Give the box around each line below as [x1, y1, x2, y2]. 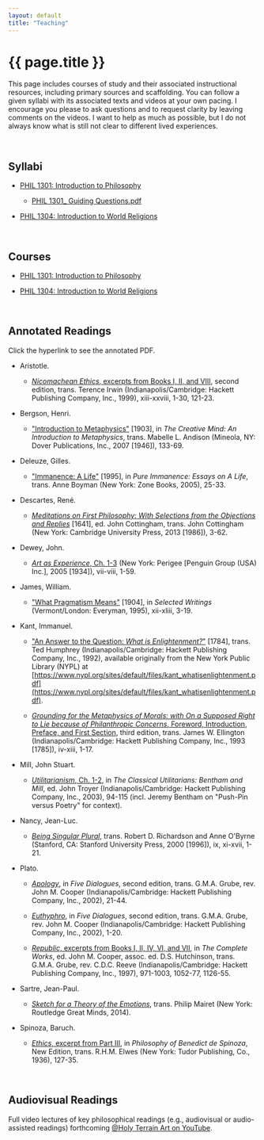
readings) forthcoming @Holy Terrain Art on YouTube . [36, 1123, 213, 1132]
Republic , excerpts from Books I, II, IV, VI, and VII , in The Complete [31, 943, 248, 952]
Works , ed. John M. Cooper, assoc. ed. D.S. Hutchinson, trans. [31, 951, 236, 961]
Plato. [19, 863, 39, 873]
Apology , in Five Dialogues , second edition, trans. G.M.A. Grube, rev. [31, 878, 255, 888]
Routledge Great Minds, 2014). [31, 1008, 132, 1017]
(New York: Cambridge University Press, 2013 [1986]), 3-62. [31, 527, 228, 537]
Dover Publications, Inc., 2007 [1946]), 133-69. [31, 441, 184, 450]
